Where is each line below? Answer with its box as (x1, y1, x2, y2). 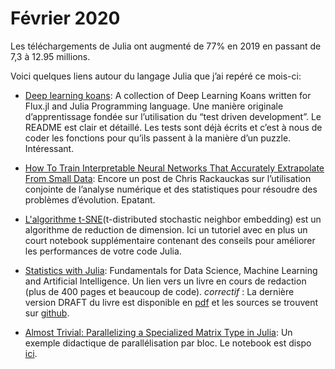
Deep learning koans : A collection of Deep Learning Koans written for (24, 89, 312, 101)
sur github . (24, 307, 70, 319)
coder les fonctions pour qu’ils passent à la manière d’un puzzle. (24, 132, 292, 144)
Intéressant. (24, 142, 75, 154)
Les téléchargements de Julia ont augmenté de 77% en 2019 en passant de (10, 40, 322, 52)
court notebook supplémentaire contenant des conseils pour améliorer (24, 234, 316, 246)
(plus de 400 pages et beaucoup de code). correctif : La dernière (24, 285, 295, 297)
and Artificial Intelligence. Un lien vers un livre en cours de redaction (24, 275, 307, 287)
